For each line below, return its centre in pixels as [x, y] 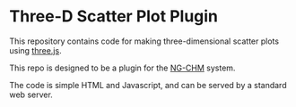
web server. [31, 95]
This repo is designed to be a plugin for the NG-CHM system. [122, 68]
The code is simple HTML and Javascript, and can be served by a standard [148, 85]
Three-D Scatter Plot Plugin [113, 16]
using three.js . [35, 50]
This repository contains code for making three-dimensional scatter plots [144, 41]
